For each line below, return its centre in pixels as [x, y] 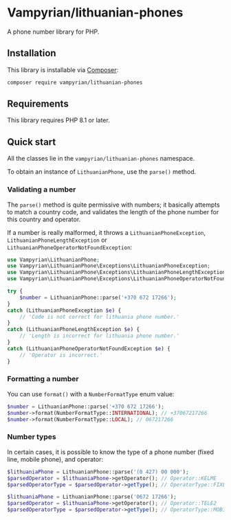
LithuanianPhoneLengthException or [57, 240]
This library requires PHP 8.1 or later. [58, 120]
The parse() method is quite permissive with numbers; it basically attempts [113, 205]
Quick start [32, 142]
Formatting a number [43, 379]
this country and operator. [44, 219]
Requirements [38, 104]
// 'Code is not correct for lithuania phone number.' [100, 317]
